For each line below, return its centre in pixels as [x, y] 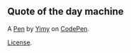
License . [20, 42]
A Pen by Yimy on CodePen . [49, 28]
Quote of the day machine [65, 12]
